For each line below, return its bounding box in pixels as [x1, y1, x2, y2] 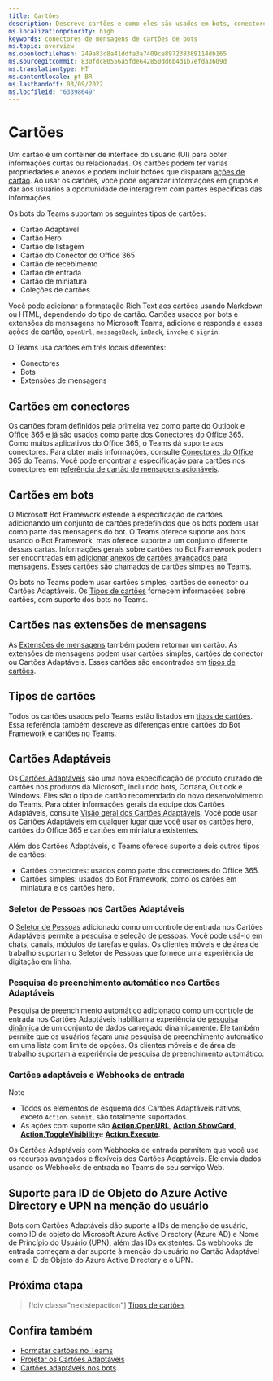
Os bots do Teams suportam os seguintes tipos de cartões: [8, 209, 206, 218]
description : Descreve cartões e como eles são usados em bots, [8, 20, 231, 28]
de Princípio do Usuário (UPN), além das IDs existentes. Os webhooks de [8, 1238, 253, 1247]
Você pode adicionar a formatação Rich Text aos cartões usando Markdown [8, 301, 263, 310]
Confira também [8, 1324, 93, 1338]
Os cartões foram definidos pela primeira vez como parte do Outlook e [8, 421, 245, 431]
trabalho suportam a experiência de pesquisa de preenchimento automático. [8, 1049, 265, 1058]
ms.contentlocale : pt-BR [8, 73, 93, 81]
